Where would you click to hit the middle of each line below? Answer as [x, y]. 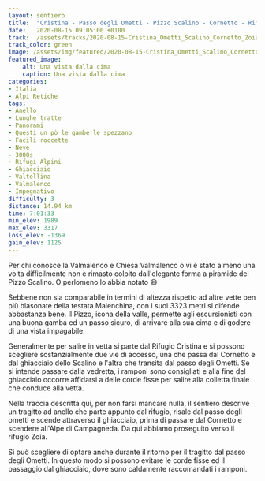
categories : [28, 81]
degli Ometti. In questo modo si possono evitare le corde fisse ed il [117, 460]
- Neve [19, 147]
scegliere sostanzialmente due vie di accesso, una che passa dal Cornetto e [132, 354]
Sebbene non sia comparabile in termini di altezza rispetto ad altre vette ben [132, 297]
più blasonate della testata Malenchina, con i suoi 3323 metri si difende [124, 305]
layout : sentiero [37, 15]
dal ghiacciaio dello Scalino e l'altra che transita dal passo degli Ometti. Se [129, 363]
